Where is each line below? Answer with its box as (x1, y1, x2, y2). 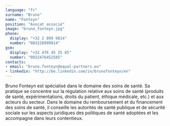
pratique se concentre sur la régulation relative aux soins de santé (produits (5, 88, 164, 94)
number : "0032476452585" (10, 54, 63, 60)
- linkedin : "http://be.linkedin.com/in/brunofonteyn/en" (5, 69, 131, 74)
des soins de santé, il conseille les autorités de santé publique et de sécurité (5, 105, 165, 110)
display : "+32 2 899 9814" (10, 36, 67, 41)
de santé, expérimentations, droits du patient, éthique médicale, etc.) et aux (5, 93, 164, 100)
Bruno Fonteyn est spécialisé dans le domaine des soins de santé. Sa (5, 83, 150, 89)
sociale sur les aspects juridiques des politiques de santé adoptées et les (5, 110, 159, 116)
